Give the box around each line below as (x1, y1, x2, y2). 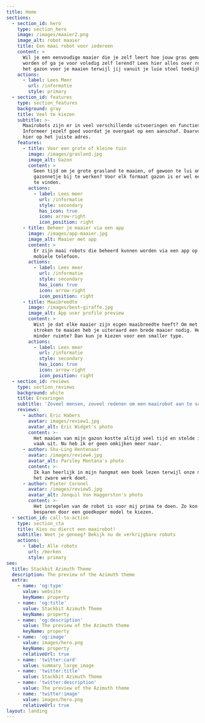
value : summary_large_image (22, 662, 95, 669)
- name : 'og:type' (17, 583, 64, 589)
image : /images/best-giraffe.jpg (28, 304, 113, 310)
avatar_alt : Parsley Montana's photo (28, 458, 124, 464)
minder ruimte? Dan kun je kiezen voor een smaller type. (33, 332, 184, 339)
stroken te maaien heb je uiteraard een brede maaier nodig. (33, 327, 192, 333)
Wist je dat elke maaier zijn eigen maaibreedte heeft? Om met (33, 321, 198, 328)
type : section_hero (17, 26, 67, 32)
